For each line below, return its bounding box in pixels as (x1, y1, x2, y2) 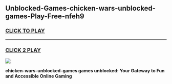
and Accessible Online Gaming (5, 73, 72, 79)
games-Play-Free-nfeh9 (5, 12, 84, 21)
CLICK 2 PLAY (5, 46, 41, 53)
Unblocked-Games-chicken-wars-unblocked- (5, 4, 156, 13)
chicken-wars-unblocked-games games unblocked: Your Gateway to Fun (5, 67, 165, 73)
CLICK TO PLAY (5, 27, 45, 35)
